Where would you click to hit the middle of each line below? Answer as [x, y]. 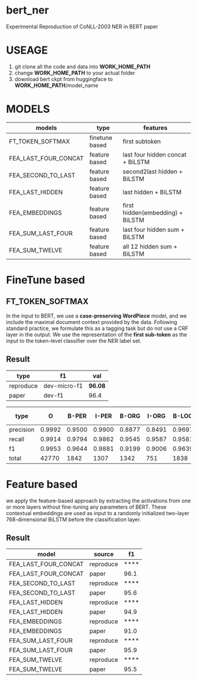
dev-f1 [53, 395]
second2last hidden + [153, 171]
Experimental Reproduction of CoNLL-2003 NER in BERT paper [82, 26]
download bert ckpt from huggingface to [64, 79]
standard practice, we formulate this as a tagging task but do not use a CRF [97, 328]
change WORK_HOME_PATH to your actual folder [75, 73]
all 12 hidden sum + [150, 246]
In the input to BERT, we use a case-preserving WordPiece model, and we [96, 316]
